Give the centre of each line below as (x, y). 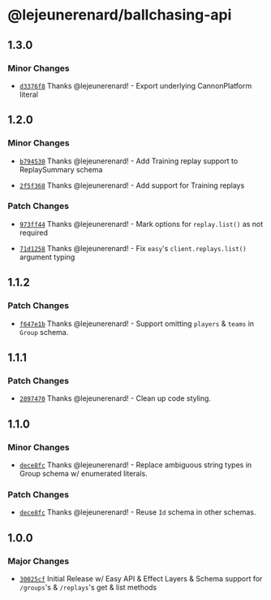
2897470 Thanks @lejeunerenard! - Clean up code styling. (115, 398)
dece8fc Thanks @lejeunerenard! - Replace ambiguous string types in (135, 464)
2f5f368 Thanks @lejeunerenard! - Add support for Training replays (132, 185)
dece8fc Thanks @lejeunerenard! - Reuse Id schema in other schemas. (138, 512)
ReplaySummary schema (61, 169)
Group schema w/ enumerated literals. (83, 473)
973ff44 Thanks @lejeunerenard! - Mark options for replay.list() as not (141, 224)
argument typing (47, 257)
